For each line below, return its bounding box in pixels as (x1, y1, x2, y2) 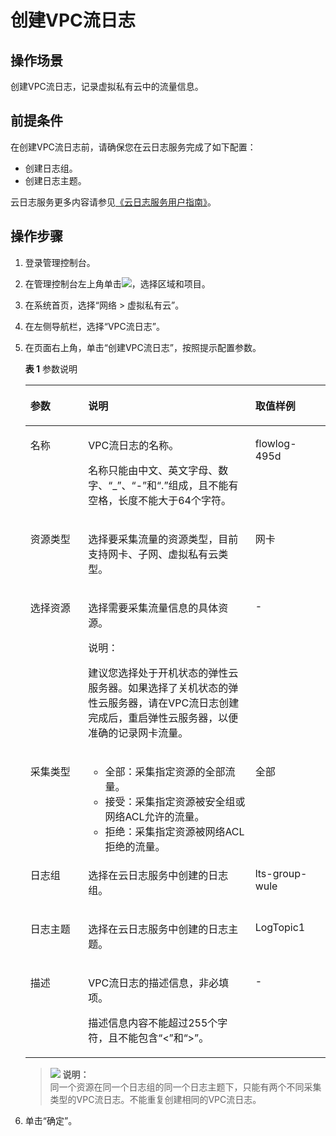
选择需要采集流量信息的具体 (88, 601, 219, 615)
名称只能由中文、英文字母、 (88, 463, 219, 477)
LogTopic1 (254, 920, 306, 934)
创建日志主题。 (24, 174, 87, 186)
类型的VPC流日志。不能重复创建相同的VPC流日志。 (49, 1093, 262, 1105)
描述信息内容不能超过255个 (88, 1016, 218, 1030)
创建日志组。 (24, 162, 78, 174)
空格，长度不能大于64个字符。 (88, 493, 232, 507)
